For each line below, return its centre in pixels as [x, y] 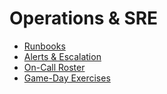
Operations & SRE [84, 18]
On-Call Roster [54, 67]
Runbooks [44, 46]
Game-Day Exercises [67, 78]
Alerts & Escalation [62, 56]
